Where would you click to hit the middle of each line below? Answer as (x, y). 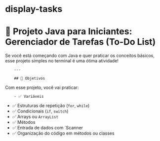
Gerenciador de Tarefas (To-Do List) (80, 42)
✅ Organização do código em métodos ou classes (63, 133)
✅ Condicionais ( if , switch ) (40, 111)
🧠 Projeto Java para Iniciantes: (69, 32)
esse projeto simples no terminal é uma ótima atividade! (62, 61)
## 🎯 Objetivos (30, 79)
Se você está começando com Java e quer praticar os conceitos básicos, (80, 56)
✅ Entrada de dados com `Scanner (47, 128)
